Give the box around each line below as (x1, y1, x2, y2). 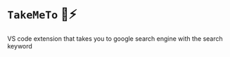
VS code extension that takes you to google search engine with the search (7, 34, 223, 43)
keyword (7, 42, 33, 50)
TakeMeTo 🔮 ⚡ (7, 6, 77, 23)
